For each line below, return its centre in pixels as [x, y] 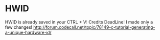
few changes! [19, 27]
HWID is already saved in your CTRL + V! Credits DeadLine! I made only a [79, 22]
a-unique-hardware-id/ [28, 32]
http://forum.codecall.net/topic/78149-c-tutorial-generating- [94, 27]
